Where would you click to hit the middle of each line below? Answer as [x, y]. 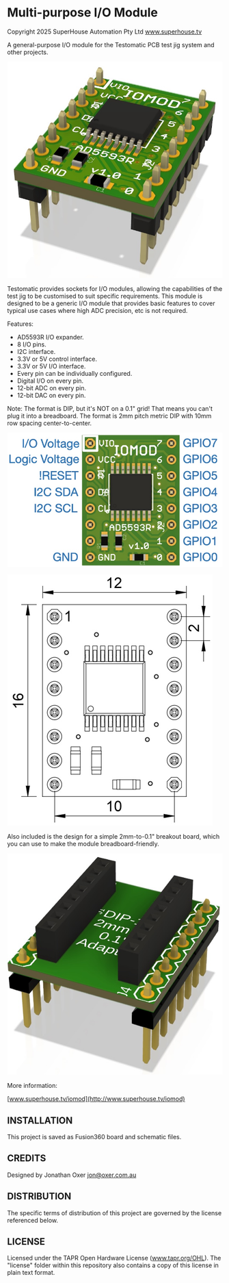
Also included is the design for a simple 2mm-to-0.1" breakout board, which [113, 836]
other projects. [28, 52]
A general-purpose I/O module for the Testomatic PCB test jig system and [111, 45]
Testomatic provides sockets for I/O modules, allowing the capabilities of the [115, 289]
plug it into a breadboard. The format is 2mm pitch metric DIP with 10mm [109, 416]
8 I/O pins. [31, 344]
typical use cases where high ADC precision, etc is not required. [97, 311]
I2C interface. [36, 352]
